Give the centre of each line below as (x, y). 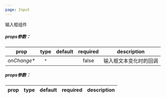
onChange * (22, 60)
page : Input (17, 10)
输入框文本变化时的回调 (131, 61)
